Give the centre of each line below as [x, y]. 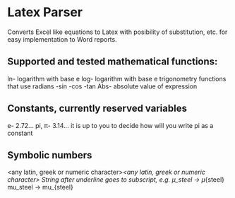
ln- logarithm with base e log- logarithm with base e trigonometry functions [117, 78]
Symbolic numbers [50, 155]
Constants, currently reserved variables [97, 109]
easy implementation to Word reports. [62, 39]
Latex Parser [45, 12]
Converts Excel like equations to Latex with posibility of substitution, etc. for [117, 32]
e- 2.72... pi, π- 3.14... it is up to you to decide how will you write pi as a [110, 125]
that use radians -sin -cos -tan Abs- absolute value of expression [102, 86]
